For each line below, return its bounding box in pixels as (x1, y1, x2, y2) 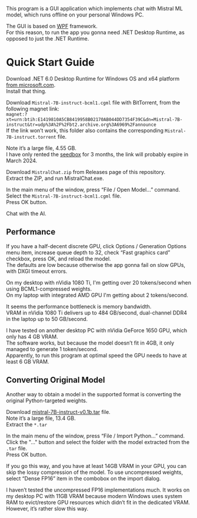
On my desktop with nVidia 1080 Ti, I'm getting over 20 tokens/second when (6, 279, 191, 286)
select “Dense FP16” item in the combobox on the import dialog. (6, 474, 161, 482)
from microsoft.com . (6, 81, 56, 88)
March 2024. (6, 157, 38, 164)
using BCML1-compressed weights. (6, 285, 92, 292)
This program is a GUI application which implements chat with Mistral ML (6, 5, 183, 12)
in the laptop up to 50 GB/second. (6, 315, 88, 322)
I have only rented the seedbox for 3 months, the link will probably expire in (6, 151, 189, 158)
